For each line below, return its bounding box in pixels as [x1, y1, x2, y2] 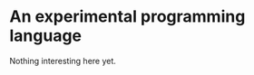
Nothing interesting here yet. [9, 55, 116, 66]
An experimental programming [9, 6, 246, 27]
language [9, 25, 83, 46]
